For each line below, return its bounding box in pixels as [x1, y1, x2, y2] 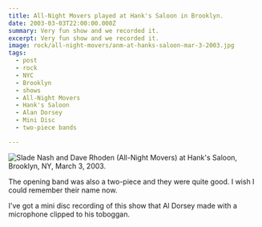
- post [15, 57, 38, 65]
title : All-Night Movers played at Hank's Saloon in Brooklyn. [8, 11, 224, 20]
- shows [15, 86, 42, 95]
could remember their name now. [8, 185, 118, 195]
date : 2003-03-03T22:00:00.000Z [8, 19, 116, 27]
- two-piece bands [15, 124, 78, 132]
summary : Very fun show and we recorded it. [8, 26, 159, 34]
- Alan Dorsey [15, 109, 62, 117]
